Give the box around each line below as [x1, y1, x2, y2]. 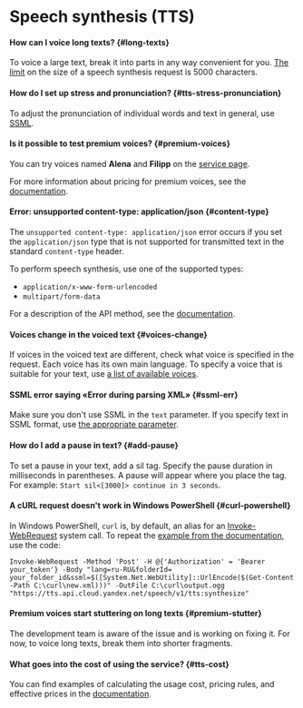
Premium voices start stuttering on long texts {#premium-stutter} [9, 608, 262, 619]
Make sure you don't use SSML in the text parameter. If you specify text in [9, 409, 288, 420]
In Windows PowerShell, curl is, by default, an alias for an [9, 520, 226, 531]
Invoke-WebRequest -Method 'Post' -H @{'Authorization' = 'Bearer [9, 556, 266, 566]
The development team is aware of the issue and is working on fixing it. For [9, 628, 290, 639]
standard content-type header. [9, 246, 124, 256]
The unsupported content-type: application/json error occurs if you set [9, 227, 283, 237]
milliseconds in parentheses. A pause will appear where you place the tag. [9, 469, 288, 480]
